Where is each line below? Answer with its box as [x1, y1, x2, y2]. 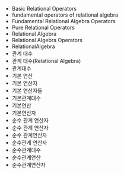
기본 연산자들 [11, 87, 43, 94]
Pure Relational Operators [11, 24, 75, 31]
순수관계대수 [11, 147, 42, 153]
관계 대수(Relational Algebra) [11, 58, 81, 64]
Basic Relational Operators [11, 5, 77, 12]
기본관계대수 [11, 94, 42, 102]
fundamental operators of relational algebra [11, 11, 119, 18]
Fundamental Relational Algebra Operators [11, 18, 116, 24]
